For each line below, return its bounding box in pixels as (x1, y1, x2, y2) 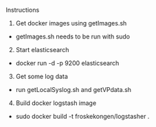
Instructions (5, 6, 40, 14)
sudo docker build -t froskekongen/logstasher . (15, 113, 150, 120)
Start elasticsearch (15, 46, 69, 54)
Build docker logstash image (15, 99, 97, 107)
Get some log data (15, 72, 69, 80)
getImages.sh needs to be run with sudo (15, 32, 131, 41)
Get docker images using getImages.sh (15, 19, 127, 27)
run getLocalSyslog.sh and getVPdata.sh (15, 86, 131, 93)
